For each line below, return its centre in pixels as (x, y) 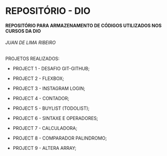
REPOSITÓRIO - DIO (48, 11)
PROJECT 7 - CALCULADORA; (45, 128)
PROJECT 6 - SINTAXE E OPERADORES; (55, 118)
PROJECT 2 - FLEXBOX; (38, 78)
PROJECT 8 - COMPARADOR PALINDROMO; (60, 138)
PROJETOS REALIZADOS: (33, 59)
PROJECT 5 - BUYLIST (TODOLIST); (51, 108)
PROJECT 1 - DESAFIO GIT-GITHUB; (51, 68)
